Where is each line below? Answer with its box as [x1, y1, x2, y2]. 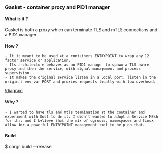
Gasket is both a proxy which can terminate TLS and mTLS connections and [5, 27, 158, 33]
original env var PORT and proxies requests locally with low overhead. [5, 79, 156, 84]
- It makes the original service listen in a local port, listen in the [5, 75, 156, 80]
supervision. [5, 71, 32, 76]
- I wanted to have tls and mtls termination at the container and [5, 110, 145, 115]
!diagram [5, 88, 23, 94]
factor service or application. [5, 58, 71, 63]
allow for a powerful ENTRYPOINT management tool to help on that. [5, 122, 145, 127]
